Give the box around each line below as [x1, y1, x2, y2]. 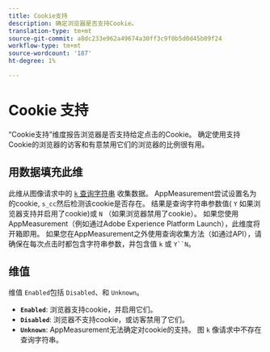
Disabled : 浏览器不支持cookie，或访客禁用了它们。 [19, 315, 190, 325]
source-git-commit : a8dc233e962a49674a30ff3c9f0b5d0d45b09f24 [8, 34, 222, 43]
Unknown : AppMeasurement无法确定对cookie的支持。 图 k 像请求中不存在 [19, 325, 262, 335]
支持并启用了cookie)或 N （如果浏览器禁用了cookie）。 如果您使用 [22, 208, 239, 218]
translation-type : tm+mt [8, 27, 92, 35]
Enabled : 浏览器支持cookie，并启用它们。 [19, 304, 158, 315]
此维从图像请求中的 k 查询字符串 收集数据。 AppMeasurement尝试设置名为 [8, 188, 257, 198]
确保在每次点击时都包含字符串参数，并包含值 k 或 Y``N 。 [8, 239, 196, 249]
